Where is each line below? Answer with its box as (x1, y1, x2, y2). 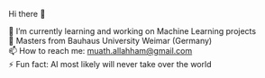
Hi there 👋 (8, 9, 46, 19)
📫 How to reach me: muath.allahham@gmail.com (8, 46, 193, 56)
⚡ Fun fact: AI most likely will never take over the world (8, 59, 212, 69)
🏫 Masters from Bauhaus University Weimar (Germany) (8, 36, 213, 46)
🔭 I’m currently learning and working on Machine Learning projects (8, 26, 257, 36)
